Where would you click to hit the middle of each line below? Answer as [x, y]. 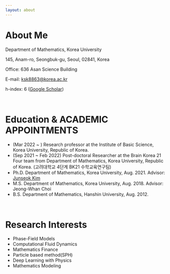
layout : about [20, 10]
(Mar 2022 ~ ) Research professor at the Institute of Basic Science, [83, 144]
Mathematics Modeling [37, 266]
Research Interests [46, 225]
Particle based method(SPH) [43, 255]
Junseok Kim [27, 178]
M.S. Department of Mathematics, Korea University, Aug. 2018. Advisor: [88, 183]
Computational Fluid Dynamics [45, 244]
